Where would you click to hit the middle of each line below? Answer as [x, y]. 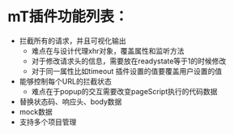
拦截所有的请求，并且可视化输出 [72, 41]
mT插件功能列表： [68, 17]
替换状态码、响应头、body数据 [70, 102]
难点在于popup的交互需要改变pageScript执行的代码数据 [124, 91]
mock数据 [36, 111]
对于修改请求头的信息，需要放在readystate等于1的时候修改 [129, 61]
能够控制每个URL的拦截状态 [66, 81]
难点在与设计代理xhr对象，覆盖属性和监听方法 [108, 50]
